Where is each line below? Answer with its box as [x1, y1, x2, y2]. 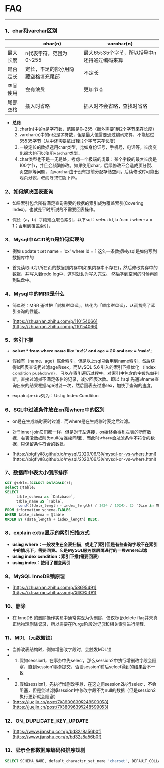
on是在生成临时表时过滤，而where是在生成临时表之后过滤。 [12, 418, 133, 424]
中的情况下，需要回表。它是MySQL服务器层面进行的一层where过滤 [12, 548, 148, 553]
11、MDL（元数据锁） [5, 634, 56, 641]
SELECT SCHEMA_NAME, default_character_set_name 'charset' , [5, 758, 130, 763]
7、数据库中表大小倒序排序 [5, 469, 68, 476]
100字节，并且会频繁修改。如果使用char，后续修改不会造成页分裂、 [19, 162, 156, 169]
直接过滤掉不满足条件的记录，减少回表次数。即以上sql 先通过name [20, 376, 155, 382]
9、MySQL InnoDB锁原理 [5, 573, 65, 580]
